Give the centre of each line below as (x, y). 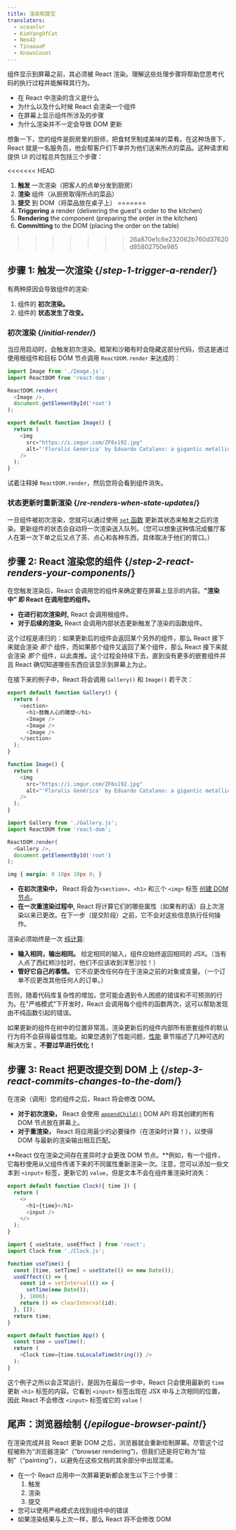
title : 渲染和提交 (32, 14)
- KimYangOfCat (36, 33)
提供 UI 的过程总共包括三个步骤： (55, 156)
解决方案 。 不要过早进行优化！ (51, 1045)
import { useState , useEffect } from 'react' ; (77, 1245)
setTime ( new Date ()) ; (58, 1290)
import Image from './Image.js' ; (56, 371)
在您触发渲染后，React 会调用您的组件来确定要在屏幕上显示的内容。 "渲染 (113, 591)
